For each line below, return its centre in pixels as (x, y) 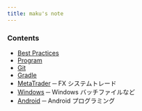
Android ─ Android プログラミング (66, 101)
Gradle (27, 75)
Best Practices (38, 53)
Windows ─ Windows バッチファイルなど (76, 92)
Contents (23, 37)
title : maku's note (35, 14)
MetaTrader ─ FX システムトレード (67, 83)
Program (30, 60)
